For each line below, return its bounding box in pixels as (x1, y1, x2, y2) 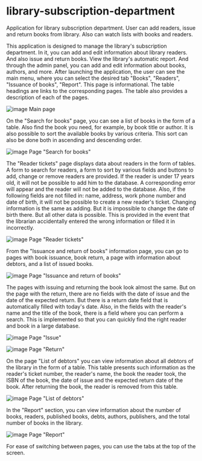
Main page (29, 105, 55, 112)
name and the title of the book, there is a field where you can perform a (6, 309, 184, 317)
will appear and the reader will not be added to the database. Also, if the (6, 185, 186, 193)
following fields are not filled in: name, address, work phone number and (6, 192, 186, 199)
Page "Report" (29, 431, 65, 438)
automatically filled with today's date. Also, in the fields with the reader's (6, 303, 187, 310)
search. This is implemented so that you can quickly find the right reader (6, 315, 187, 323)
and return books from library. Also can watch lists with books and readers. (6, 30, 193, 37)
